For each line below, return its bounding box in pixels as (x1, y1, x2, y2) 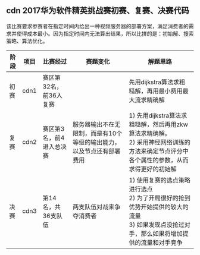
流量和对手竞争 (140, 238, 183, 247)
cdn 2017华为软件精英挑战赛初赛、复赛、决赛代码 (6, 5, 189, 16)
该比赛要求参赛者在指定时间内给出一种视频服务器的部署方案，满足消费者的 (6, 23, 189, 30)
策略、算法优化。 (6, 37, 48, 45)
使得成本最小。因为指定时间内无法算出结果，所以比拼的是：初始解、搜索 (16, 30, 194, 37)
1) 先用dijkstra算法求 (129, 111, 187, 119)
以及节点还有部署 (72, 147, 121, 155)
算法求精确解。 (129, 129, 171, 137)
